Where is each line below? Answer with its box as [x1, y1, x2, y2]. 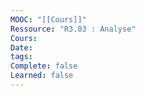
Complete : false [10, 61, 78, 71]
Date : [10, 42, 33, 53]
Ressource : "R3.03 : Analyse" [10, 24, 137, 34]
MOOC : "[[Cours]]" [10, 14, 87, 25]
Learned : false [10, 71, 74, 81]
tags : [10, 52, 33, 62]
